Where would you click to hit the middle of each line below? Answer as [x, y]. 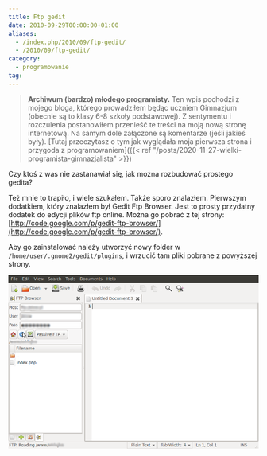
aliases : [23, 33]
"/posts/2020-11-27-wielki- [197, 150]
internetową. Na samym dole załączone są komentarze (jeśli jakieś [137, 133]
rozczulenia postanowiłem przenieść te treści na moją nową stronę [137, 124]
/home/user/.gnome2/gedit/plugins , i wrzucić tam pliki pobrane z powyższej [133, 255]
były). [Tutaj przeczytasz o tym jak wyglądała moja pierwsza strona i [139, 141]
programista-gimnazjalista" [72, 158]
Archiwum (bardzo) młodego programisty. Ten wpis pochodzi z [133, 99]
